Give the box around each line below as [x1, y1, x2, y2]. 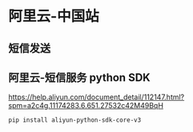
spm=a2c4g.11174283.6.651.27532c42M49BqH [8, 101, 164, 111]
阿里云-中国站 [8, 7, 100, 25]
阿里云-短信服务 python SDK [8, 71, 151, 84]
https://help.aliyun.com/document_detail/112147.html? [8, 92, 185, 102]
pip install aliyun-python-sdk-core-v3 [8, 116, 142, 124]
